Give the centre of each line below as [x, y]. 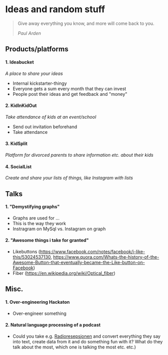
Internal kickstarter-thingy [40, 83]
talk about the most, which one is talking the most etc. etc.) [74, 347]
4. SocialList [18, 166]
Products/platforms [37, 49]
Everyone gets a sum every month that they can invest [69, 88]
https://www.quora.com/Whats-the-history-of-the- [106, 257]
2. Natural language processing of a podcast [53, 325]
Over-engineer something [39, 313]
